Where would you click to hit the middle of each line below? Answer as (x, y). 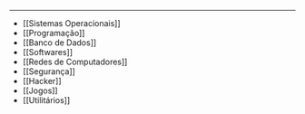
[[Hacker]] (42, 81)
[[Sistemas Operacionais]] (71, 23)
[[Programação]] (54, 33)
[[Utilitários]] (46, 100)
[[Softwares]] (47, 52)
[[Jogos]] (40, 90)
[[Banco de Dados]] (59, 43)
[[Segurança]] (49, 71)
